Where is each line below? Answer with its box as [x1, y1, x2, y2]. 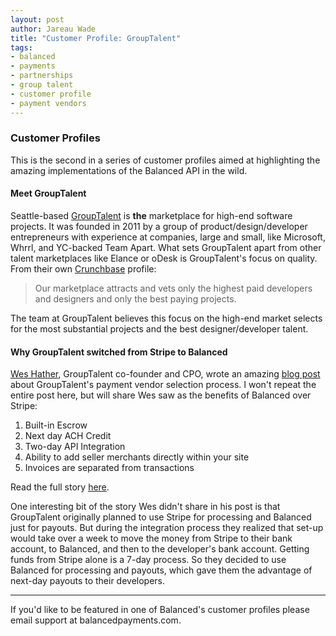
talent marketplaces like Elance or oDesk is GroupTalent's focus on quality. [10, 252, 318, 264]
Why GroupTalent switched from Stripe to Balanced [10, 346, 228, 358]
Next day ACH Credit [24, 430, 112, 442]
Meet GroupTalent [10, 187, 87, 200]
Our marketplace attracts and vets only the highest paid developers [34, 282, 313, 294]
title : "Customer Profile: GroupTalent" [10, 33, 182, 43]
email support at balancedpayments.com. [10, 614, 182, 626]
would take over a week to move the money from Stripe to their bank [10, 532, 293, 545]
